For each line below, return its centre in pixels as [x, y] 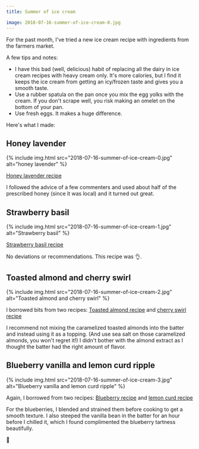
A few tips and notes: [32, 57]
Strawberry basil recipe [35, 244]
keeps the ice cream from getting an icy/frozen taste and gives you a [99, 82]
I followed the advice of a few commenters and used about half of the [91, 187]
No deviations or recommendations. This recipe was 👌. [74, 256]
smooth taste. [31, 88]
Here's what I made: [31, 125]
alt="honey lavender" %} [37, 164]
